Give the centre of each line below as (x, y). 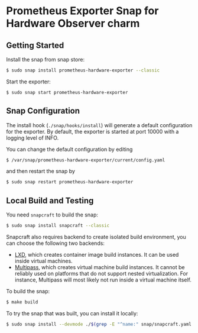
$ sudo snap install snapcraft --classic (58, 226)
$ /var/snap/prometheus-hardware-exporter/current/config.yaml (86, 160)
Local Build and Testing (50, 200)
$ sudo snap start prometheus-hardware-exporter (67, 92)
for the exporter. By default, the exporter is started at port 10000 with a (92, 131)
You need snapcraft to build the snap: (52, 215)
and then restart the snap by (41, 171)
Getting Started (35, 45)
